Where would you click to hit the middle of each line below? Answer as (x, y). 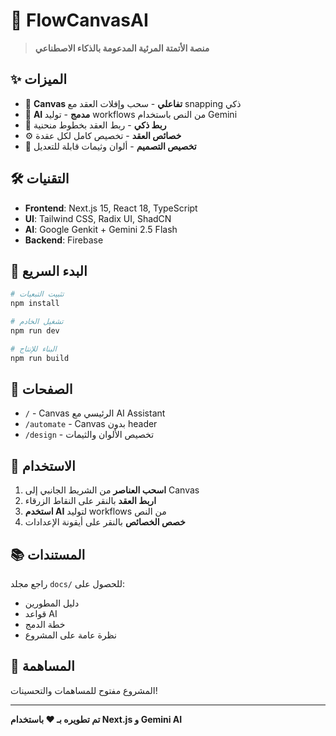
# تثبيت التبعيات (37, 294)
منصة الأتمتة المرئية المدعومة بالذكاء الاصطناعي (122, 48)
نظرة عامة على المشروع (70, 635)
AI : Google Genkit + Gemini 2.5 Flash (101, 229)
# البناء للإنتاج (33, 349)
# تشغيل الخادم (37, 322)
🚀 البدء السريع (49, 270)
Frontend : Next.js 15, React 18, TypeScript (111, 208)
